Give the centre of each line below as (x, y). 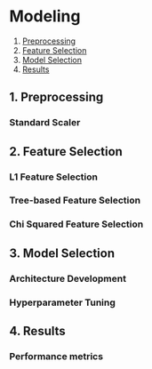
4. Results (38, 331)
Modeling (45, 16)
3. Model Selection (62, 253)
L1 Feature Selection (53, 177)
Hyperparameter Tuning (62, 302)
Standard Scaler (45, 123)
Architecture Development (68, 278)
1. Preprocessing (56, 97)
